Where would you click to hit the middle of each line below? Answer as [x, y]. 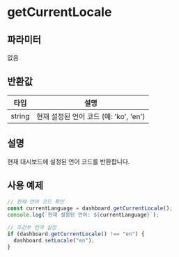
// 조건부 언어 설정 [32, 228]
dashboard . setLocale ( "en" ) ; [54, 240]
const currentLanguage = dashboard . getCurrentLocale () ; [90, 209]
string [20, 116]
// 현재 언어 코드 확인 [36, 202]
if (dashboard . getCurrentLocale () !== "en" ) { [76, 234]
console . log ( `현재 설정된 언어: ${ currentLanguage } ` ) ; [83, 215]
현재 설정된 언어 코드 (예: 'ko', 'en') [91, 116]
